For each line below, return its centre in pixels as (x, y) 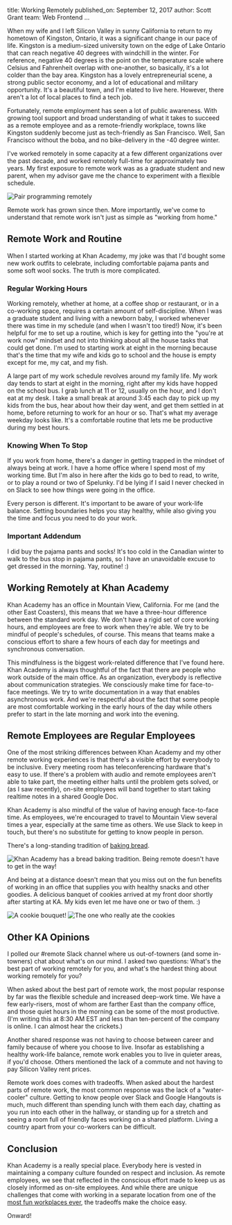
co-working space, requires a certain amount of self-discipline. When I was (115, 311)
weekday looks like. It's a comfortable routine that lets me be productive (110, 420)
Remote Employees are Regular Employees (101, 736)
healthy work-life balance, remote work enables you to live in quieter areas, (115, 1054)
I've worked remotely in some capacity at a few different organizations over (115, 153)
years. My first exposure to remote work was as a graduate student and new (116, 168)
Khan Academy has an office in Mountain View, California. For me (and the (113, 605)
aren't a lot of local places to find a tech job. (70, 97)
